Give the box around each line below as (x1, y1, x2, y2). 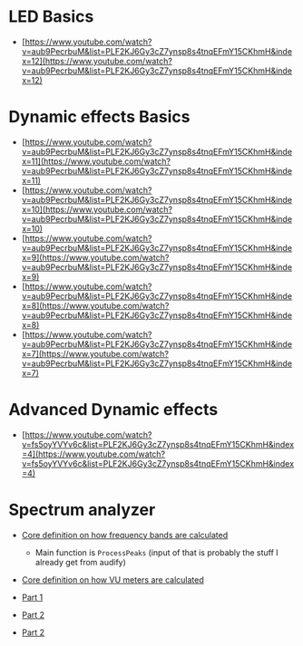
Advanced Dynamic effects (8, 400, 219, 420)
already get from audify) (34, 556, 126, 567)
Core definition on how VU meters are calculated (21, 574, 205, 585)
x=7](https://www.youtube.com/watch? (21, 348, 170, 359)
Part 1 (21, 592, 44, 603)
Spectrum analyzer (8, 500, 156, 520)
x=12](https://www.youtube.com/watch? (21, 55, 173, 66)
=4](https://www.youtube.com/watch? (21, 448, 166, 459)
